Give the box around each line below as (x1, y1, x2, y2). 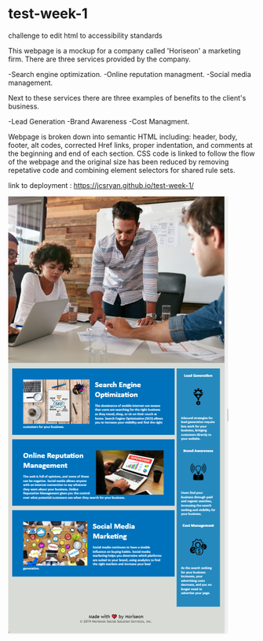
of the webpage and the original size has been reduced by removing (8, 157, 229, 166)
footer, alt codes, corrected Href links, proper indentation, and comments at (8, 140, 253, 149)
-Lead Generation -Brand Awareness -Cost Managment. (8, 116, 190, 126)
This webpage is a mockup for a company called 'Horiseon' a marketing (8, 46, 241, 55)
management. (8, 78, 53, 87)
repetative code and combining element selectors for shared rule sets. (8, 165, 236, 175)
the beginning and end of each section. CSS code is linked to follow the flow (8, 149, 255, 158)
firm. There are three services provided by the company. (8, 54, 191, 64)
